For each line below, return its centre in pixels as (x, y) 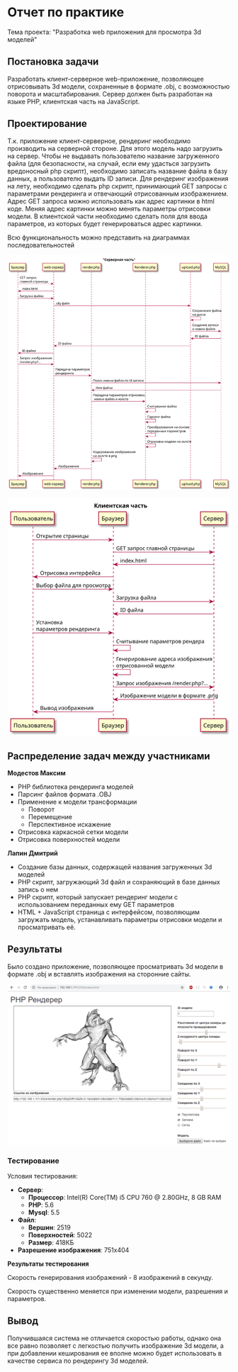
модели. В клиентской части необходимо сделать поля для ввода (107, 216)
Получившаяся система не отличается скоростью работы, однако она (114, 1338)
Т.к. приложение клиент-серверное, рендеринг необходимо (99, 141)
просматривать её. (46, 927)
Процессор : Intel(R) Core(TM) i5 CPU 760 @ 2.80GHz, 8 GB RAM (125, 1197)
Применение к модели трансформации (77, 802)
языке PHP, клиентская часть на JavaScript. (74, 101)
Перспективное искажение (69, 825)
